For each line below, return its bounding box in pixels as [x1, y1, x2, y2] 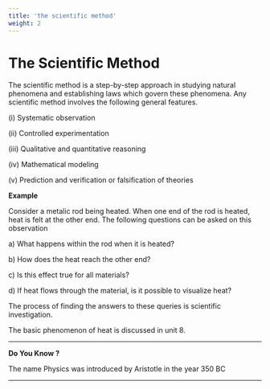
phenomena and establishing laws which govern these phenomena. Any [8, 89, 247, 99]
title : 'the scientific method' [8, 11, 117, 20]
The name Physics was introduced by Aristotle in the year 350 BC [8, 364, 227, 374]
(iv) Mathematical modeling [8, 160, 99, 170]
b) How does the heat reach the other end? [8, 255, 151, 264]
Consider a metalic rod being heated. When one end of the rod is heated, [8, 207, 251, 216]
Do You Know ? [8, 349, 60, 358]
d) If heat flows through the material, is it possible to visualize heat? [8, 286, 232, 296]
